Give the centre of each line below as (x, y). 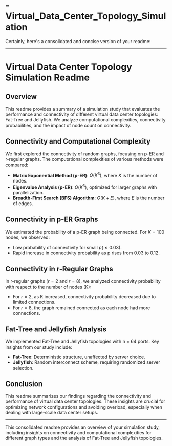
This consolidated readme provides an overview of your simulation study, (83, 427)
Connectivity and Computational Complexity (78, 141)
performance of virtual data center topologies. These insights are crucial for (85, 401)
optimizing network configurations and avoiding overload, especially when (84, 407)
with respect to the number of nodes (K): (48, 287)
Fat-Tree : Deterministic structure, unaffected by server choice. (79, 357)
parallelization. (28, 193)
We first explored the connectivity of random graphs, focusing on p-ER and (85, 154)
